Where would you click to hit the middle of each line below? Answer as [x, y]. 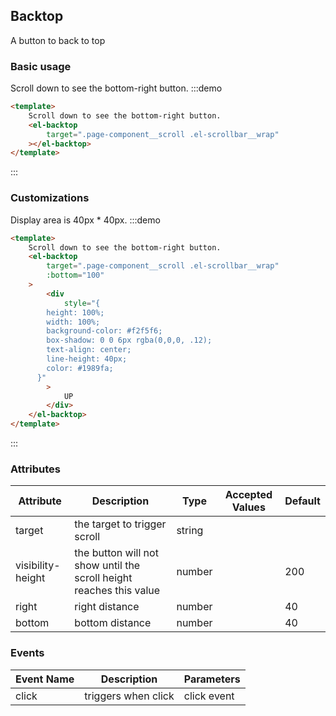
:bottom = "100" [75, 275]
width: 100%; [73, 322]
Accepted [248, 495]
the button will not [116, 553]
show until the [107, 566]
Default [302, 501]
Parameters [212, 679]
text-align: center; [89, 350]
